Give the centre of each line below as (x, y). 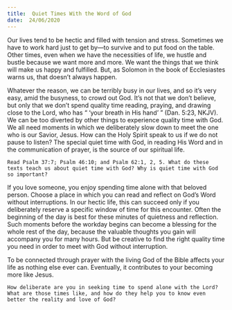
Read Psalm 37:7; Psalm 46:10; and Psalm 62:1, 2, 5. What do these (108, 162)
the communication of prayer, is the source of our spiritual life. (96, 149)
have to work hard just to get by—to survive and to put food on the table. (111, 47)
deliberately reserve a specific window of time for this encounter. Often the (114, 209)
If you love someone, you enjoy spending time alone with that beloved (107, 187)
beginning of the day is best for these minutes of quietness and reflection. (113, 217)
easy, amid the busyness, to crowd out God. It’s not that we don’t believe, (111, 97)
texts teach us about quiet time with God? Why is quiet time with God (113, 168)
